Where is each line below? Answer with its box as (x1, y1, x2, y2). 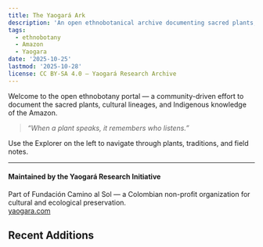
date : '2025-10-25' (8, 56, 72, 64)
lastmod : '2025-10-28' (8, 63, 82, 71)
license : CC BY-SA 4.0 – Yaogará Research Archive (8, 70, 177, 78)
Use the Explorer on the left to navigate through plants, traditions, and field (8, 138, 249, 147)
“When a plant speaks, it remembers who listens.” (27, 123, 189, 133)
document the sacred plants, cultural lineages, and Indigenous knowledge (8, 100, 247, 109)
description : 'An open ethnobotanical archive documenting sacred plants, (8, 19, 258, 27)
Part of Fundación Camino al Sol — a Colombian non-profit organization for (8, 189, 250, 198)
